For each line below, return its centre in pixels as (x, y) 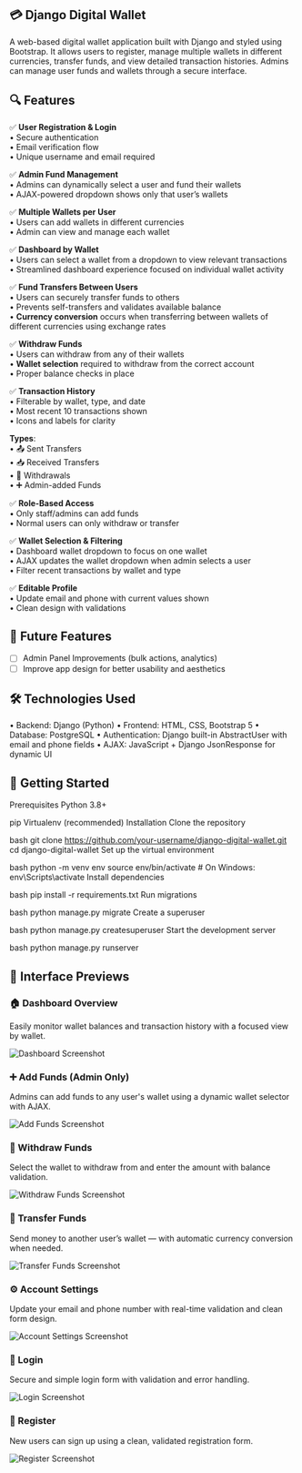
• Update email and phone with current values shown (109, 598)
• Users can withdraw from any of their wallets (97, 354)
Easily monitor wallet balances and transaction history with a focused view (149, 1026)
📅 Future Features (60, 637)
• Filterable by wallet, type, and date (77, 401)
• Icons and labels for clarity (63, 421)
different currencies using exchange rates (88, 326)
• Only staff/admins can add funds (74, 513)
